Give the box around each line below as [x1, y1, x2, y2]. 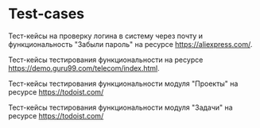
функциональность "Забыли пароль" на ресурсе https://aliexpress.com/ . [8, 39, 253, 48]
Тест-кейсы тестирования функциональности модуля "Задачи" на [8, 103, 233, 112]
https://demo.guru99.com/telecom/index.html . [8, 63, 161, 72]
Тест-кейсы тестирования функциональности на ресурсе [8, 55, 204, 64]
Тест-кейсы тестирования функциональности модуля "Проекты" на [8, 79, 239, 88]
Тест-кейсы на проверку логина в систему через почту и [8, 31, 204, 41]
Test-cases [8, 5, 85, 23]
